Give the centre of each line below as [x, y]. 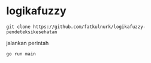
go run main [21, 54]
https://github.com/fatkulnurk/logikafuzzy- [89, 27]
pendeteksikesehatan [32, 32]
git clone [19, 27]
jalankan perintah [28, 43]
